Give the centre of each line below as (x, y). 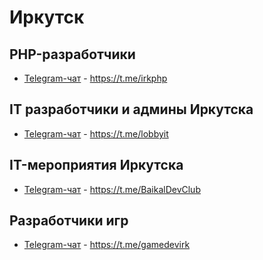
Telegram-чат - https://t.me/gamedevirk (107, 245)
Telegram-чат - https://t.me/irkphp (95, 78)
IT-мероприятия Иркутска (96, 165)
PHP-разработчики (72, 54)
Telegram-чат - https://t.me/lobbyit (96, 133)
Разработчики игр (69, 221)
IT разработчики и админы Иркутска (131, 109)
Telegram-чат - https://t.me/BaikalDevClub (112, 189)
